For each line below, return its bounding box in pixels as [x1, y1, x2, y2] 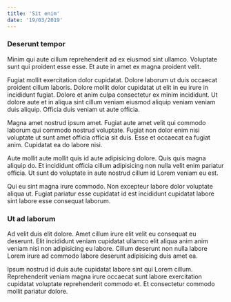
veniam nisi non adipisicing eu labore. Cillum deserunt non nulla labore [7, 245, 208, 253]
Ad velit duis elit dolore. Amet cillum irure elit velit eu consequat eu [7, 229, 197, 238]
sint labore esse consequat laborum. [7, 196, 111, 205]
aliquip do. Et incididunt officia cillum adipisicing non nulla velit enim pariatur [7, 161, 224, 169]
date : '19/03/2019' [7, 17, 63, 23]
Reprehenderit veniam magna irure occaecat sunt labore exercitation [7, 272, 202, 281]
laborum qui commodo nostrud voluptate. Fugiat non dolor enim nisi [7, 126, 200, 134]
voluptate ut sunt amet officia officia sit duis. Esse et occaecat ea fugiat [7, 133, 210, 142]
